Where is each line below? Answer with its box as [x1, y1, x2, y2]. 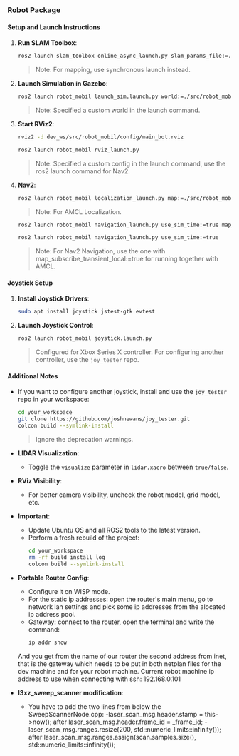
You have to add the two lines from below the [28, 702, 161, 711]
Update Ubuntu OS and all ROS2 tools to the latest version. [28, 526, 201, 535]
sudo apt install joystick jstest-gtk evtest [17, 308, 155, 316]
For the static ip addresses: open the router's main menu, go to [28, 595, 213, 603]
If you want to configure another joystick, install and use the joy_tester [17, 388, 228, 396]
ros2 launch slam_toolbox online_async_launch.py [17, 52, 169, 60]
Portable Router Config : [17, 573, 90, 582]
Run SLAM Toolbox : [17, 39, 78, 47]
